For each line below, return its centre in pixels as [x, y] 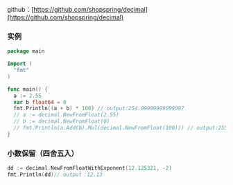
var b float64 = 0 [40, 102]
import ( [20, 64]
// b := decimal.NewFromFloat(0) [62, 122]
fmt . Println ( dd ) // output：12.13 [55, 175]
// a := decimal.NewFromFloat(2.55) [66, 115]
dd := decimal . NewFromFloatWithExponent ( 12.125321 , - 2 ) [89, 168]
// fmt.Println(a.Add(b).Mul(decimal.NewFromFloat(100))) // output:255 [121, 128]
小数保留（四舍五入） [43, 153]
